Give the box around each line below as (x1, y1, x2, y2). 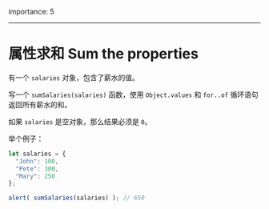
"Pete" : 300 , (15, 164, 59, 173)
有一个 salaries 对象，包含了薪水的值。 (8, 72, 140, 82)
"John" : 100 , (15, 157, 59, 165)
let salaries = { (8, 150, 66, 158)
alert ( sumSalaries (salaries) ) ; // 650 (8, 194, 146, 203)
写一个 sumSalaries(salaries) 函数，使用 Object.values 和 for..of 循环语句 (8, 90, 259, 99)
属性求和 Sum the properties (8, 45, 199, 63)
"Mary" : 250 (15, 172, 56, 180)
